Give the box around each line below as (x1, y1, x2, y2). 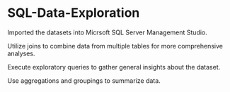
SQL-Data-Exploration (7, 5, 140, 21)
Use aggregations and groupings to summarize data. (7, 76, 161, 85)
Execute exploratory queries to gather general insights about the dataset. (7, 63, 221, 71)
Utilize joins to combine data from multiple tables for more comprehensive (7, 41, 224, 50)
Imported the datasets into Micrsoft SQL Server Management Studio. (7, 28, 207, 37)
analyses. (7, 49, 35, 58)
